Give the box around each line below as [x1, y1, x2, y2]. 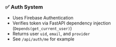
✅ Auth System [5, 3, 43, 10]
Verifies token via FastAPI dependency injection [12, 20, 111, 26]
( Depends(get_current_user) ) [12, 25, 72, 31]
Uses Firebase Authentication [12, 15, 73, 21]
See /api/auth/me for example [12, 36, 75, 42]
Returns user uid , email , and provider [12, 31, 90, 37]
